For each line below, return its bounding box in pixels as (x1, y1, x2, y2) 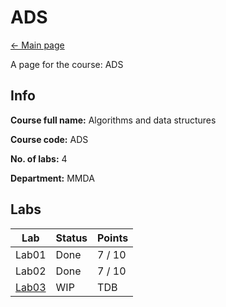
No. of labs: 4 (10, 152, 68, 165)
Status (55, 231, 88, 245)
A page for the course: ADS (10, 58, 124, 70)
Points (97, 231, 129, 245)
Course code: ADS (10, 133, 89, 145)
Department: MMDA (10, 172, 95, 184)
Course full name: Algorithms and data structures (10, 114, 217, 126)
